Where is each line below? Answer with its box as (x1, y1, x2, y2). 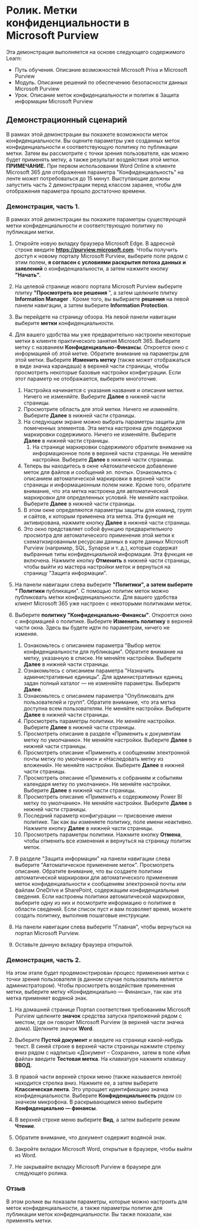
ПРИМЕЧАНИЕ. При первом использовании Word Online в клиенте (6, 162, 176, 169)
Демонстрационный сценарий (6, 115, 127, 125)
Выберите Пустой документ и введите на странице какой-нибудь (14, 1037, 184, 1044)
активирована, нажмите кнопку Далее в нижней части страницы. (23, 519, 191, 526)
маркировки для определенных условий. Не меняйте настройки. (23, 494, 189, 501)
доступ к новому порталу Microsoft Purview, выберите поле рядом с (14, 253, 188, 260)
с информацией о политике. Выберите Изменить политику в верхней (14, 618, 192, 625)
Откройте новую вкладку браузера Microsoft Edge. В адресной (14, 240, 175, 247)
